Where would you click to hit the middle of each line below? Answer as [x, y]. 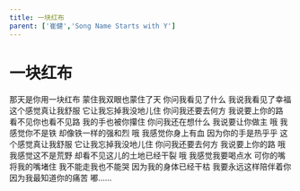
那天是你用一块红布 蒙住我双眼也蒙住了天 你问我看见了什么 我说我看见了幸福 [150, 100]
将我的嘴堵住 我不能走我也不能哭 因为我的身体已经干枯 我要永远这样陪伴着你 [150, 167]
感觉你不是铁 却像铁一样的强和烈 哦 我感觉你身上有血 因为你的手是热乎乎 [144, 133]
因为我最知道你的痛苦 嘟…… [61, 178]
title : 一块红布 [37, 17]
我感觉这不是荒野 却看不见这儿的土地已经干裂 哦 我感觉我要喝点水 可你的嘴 [147, 156]
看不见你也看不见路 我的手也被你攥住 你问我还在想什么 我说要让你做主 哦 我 [149, 122]
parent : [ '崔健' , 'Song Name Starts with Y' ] [93, 26]
